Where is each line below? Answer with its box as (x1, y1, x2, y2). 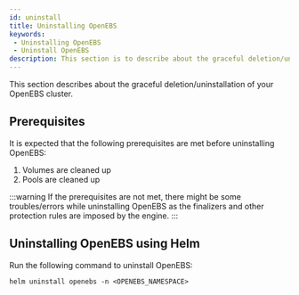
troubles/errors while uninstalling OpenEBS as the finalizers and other (9, 201, 264, 211)
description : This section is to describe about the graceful (9, 54, 245, 63)
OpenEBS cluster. (9, 88, 74, 99)
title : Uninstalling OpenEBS (9, 21, 117, 30)
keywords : (9, 29, 46, 38)
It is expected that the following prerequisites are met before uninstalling (9, 137, 275, 148)
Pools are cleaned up (21, 174, 101, 184)
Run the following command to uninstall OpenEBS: (9, 259, 193, 270)
